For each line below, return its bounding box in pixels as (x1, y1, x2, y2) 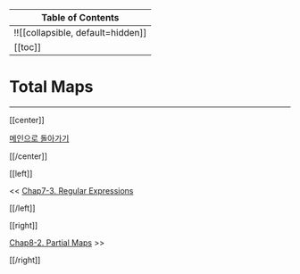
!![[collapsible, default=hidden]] (13, 27, 147, 38)
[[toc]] (13, 41, 42, 53)
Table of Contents (41, 12, 120, 23)
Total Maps (9, 77, 94, 97)
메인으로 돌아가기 (9, 133, 70, 144)
